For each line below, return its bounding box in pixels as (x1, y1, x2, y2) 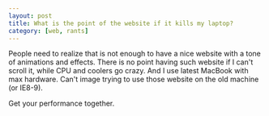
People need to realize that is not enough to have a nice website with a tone (8, 49, 261, 59)
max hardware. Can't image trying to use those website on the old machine (8, 74, 259, 85)
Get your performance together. (8, 98, 115, 109)
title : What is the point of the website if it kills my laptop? (8, 19, 233, 27)
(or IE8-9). (8, 83, 43, 93)
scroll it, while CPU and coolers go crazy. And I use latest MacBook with (8, 66, 249, 76)
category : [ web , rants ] (8, 27, 89, 35)
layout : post (8, 11, 53, 20)
